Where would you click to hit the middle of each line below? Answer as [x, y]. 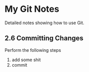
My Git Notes [32, 9]
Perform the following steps [33, 50]
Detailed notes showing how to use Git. [44, 23]
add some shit [26, 60]
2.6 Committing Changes [44, 38]
